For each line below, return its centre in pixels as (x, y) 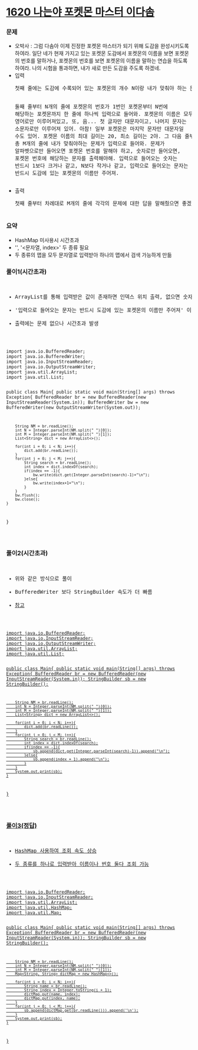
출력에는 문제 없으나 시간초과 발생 (57, 324)
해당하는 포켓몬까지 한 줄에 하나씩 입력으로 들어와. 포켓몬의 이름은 (98, 114)
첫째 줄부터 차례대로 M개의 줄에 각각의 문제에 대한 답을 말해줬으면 (97, 204)
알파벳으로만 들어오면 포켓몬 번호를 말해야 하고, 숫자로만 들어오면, (98, 151)
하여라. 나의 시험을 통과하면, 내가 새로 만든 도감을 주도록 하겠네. (88, 68)
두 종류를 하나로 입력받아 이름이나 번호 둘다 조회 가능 (82, 864)
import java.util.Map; (34, 913)
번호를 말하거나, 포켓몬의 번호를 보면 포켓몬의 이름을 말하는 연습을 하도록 (104, 61)
